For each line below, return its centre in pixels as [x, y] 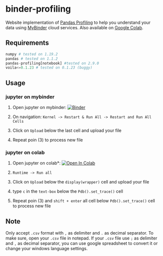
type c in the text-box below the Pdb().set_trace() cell [68, 191]
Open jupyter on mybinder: [40, 107]
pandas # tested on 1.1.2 [32, 59]
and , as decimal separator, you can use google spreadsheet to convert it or [82, 243]
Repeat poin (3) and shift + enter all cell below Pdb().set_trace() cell [84, 201]
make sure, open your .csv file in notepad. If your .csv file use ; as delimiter [81, 238]
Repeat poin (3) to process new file [48, 140]
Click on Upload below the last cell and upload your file [67, 130]
